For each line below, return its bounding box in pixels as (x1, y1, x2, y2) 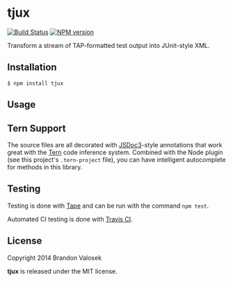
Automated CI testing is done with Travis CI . (7, 215, 134, 223)
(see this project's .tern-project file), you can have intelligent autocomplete (7, 155, 226, 164)
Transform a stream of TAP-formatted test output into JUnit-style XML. (7, 41, 210, 49)
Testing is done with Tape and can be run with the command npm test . (7, 201, 209, 210)
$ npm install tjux (7, 80, 64, 87)
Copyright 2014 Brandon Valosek (7, 254, 102, 262)
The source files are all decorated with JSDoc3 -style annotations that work (7, 140, 223, 149)
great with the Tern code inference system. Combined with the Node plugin (7, 148, 223, 156)
